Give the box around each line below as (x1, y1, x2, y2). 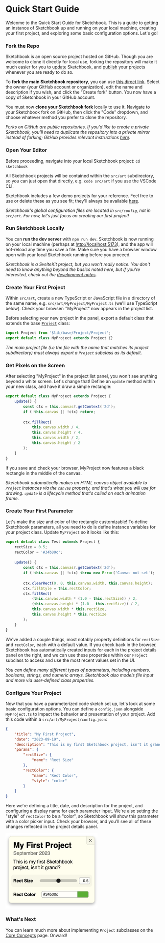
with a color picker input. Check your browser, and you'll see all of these (5, 819, 151, 825)
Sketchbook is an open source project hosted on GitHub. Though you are (5, 54, 153, 59)
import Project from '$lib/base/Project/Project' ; (5, 330, 111, 335)
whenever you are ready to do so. (5, 69, 74, 75)
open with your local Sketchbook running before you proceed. (5, 252, 131, 258)
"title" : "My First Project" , (14, 732, 76, 737)
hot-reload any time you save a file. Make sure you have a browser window (5, 246, 157, 252)
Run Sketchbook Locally (5, 225, 65, 232)
